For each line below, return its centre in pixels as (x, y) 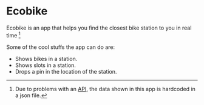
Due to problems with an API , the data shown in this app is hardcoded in (105, 89)
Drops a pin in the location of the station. (66, 71)
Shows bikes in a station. (46, 59)
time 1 (14, 34)
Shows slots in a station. (45, 65)
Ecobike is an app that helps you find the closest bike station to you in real (99, 28)
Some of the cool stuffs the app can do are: (61, 47)
